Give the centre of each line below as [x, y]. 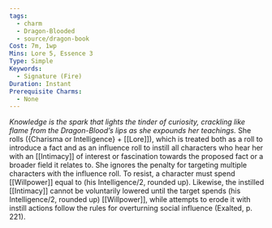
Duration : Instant [40, 84]
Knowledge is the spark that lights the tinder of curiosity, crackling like [127, 122]
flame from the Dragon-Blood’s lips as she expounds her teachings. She [130, 131]
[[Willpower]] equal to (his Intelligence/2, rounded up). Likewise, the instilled [137, 183]
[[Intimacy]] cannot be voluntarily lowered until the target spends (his [125, 191]
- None [28, 99]
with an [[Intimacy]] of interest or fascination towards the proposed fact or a [136, 157]
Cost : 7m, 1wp [33, 46]
